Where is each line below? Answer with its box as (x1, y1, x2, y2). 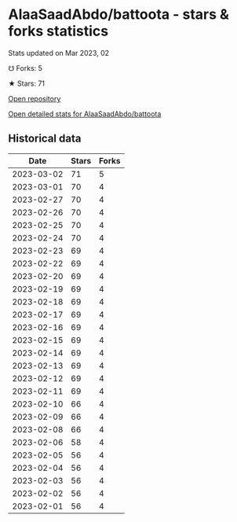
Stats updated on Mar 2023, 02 (8, 48, 110, 57)
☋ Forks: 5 (8, 63, 43, 72)
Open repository (8, 94, 61, 103)
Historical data (8, 132, 82, 145)
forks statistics (8, 22, 108, 40)
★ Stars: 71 (8, 79, 46, 88)
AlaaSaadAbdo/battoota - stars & (8, 6, 230, 24)
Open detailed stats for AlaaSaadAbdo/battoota (8, 108, 162, 119)
